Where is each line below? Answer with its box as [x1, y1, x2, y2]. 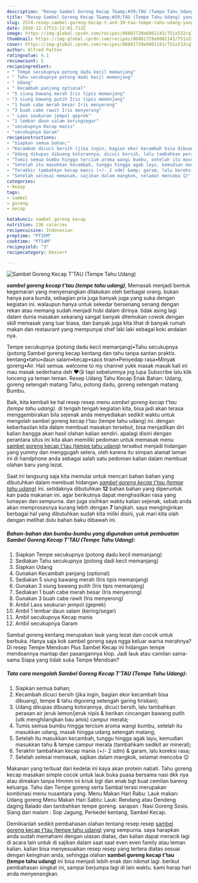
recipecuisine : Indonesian [6, 227, 73, 233]
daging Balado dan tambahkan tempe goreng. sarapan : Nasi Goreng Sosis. [6, 802, 189, 810]
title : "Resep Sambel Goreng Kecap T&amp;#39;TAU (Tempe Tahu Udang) [6, 14, 181, 20]
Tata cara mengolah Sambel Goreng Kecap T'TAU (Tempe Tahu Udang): [6, 670, 187, 677]
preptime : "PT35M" [6, 233, 52, 239]
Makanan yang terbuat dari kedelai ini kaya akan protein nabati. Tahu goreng [6, 765, 192, 772]
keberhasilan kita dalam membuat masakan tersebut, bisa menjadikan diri [6, 424, 184, 431]
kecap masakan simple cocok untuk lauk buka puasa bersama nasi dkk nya [6, 771, 189, 778]
